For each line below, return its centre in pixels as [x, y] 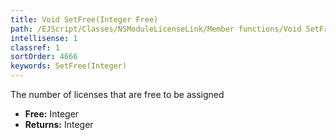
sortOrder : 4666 [44, 57]
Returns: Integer [59, 124]
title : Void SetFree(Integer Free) [84, 19]
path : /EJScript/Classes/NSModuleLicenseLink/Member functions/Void [156, 29]
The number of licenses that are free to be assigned [117, 94]
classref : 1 [35, 47]
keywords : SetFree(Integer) [69, 66]
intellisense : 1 [44, 38]
